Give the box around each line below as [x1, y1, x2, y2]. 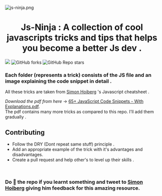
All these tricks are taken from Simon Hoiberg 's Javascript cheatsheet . [5, 89, 150, 95]
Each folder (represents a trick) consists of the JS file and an [5, 72, 152, 78]
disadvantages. [12, 152, 43, 158]
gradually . [5, 114, 27, 120]
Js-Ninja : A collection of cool [21, 22, 143, 33]
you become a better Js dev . [22, 43, 142, 54]
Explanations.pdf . [5, 103, 40, 110]
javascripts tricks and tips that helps [6, 32, 158, 44]
